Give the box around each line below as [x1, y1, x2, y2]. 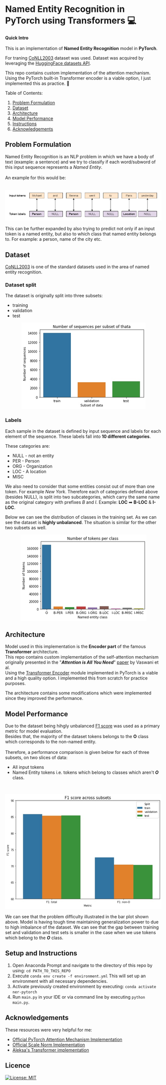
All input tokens [12, 764, 45, 770]
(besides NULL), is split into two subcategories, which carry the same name [5, 494, 160, 500]
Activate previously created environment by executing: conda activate [12, 983, 157, 989]
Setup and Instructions [5, 949, 78, 957]
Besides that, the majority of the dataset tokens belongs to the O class [5, 734, 149, 740]
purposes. [5, 680, 26, 686]
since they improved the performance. [5, 695, 83, 701]
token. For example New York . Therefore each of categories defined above [5, 488, 158, 494]
